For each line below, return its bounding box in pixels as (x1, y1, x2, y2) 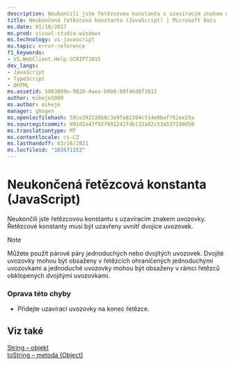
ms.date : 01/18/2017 (7, 23, 68, 30)
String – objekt (7, 344, 49, 352)
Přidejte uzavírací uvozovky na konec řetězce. (17, 305, 150, 313)
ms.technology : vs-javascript (7, 36, 95, 43)
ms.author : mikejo (7, 101, 61, 108)
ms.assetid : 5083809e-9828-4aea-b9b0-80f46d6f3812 (7, 88, 157, 95)
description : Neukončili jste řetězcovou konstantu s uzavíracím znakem (7, 10, 223, 17)
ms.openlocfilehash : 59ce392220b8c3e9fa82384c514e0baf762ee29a (7, 114, 195, 121)
